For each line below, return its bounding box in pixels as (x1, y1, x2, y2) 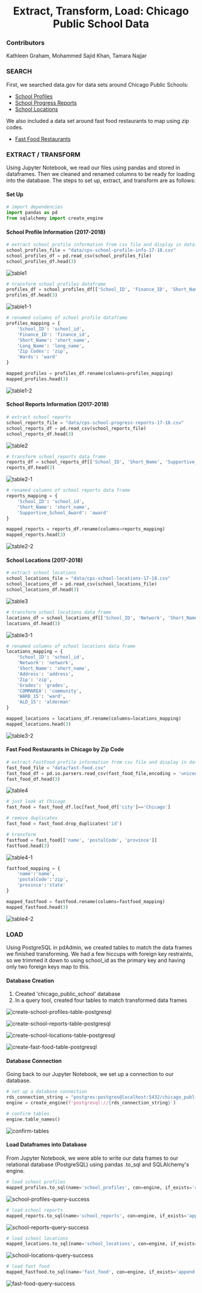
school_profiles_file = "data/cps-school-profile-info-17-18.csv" (6, 247, 176, 253)
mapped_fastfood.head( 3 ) (6, 904, 69, 910)
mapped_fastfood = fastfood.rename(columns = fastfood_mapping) (6, 898, 165, 905)
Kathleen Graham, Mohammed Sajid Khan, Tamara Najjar (6, 52, 147, 60)
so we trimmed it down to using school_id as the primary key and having (6, 957, 185, 964)
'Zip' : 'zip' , (17, 676, 52, 682)
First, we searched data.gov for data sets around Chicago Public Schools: (6, 81, 189, 88)
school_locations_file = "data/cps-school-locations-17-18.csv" (6, 576, 171, 582)
